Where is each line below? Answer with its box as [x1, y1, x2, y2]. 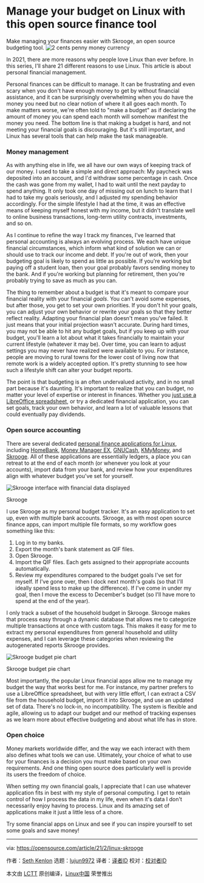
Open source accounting [6, 426, 81, 434]
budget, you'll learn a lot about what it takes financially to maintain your [6, 334, 185, 341]
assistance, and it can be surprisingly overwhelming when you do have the [6, 93, 194, 101]
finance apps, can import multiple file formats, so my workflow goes [6, 520, 177, 528]
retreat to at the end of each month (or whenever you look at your [6, 459, 171, 467]
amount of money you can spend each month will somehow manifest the [6, 113, 188, 120]
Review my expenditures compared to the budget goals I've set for [15, 571, 182, 579]
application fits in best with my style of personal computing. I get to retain [6, 788, 191, 796]
